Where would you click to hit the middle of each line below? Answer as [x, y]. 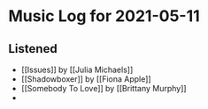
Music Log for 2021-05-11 [104, 16]
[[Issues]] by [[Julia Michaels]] [77, 69]
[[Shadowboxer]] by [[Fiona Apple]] [86, 79]
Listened [33, 49]
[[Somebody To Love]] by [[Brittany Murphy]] [104, 88]
